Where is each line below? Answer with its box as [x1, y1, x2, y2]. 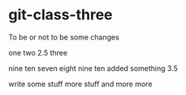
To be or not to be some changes [8, 32, 119, 42]
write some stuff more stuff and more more [8, 79, 153, 89]
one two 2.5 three [8, 47, 67, 57]
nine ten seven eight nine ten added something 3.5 [8, 63, 179, 73]
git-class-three [8, 6, 113, 24]
